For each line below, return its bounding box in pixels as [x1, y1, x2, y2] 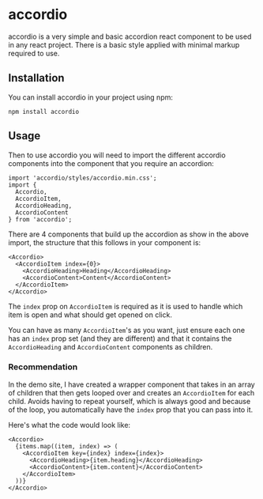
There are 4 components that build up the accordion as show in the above [8, 229, 249, 239]
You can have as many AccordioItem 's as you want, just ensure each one [8, 325, 246, 335]
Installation [8, 71, 65, 85]
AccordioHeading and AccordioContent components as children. [8, 342, 213, 351]
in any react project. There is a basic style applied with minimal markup [8, 40, 240, 49]
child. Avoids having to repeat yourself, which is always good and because [8, 396, 251, 406]
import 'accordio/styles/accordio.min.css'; [8, 174, 157, 182]
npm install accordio [8, 108, 80, 115]
